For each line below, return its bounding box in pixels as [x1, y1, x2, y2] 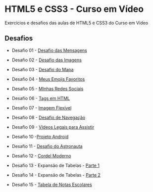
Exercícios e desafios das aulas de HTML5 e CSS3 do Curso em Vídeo [4, 20, 149, 26]
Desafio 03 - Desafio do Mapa [11, 66, 74, 72]
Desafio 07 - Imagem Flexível [11, 105, 72, 111]
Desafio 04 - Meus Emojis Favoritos [11, 76, 85, 82]
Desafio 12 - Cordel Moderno [11, 152, 71, 159]
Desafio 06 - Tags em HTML [11, 95, 70, 101]
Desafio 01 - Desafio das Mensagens [11, 47, 87, 53]
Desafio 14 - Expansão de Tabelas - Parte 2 [11, 172, 101, 178]
